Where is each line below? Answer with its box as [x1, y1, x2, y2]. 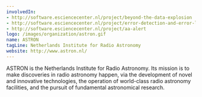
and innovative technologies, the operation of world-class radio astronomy [6, 77, 191, 84]
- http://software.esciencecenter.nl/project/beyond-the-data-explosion [6, 14, 192, 20]
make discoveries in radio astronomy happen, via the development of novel [6, 70, 192, 78]
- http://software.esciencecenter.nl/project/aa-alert [6, 25, 147, 32]
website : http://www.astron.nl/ [6, 48, 87, 54]
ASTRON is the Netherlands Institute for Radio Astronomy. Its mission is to [6, 64, 190, 72]
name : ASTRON [6, 37, 39, 43]
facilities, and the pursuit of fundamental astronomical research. [6, 84, 165, 91]
